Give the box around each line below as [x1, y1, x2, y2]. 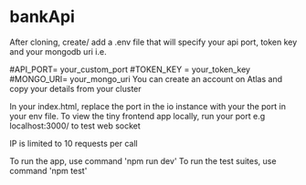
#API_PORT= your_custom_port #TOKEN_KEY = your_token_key [9, 64, 251, 75]
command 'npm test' [9, 165, 88, 176]
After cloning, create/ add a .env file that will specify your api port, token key [9, 36, 298, 47]
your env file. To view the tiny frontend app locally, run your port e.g [9, 110, 266, 121]
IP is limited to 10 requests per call [9, 138, 139, 149]
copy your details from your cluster [9, 83, 142, 94]
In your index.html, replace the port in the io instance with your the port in [9, 100, 286, 111]
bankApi [9, 6, 75, 27]
